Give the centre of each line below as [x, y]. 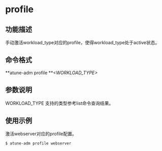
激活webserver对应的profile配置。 [41, 134]
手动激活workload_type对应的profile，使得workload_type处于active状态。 [83, 42]
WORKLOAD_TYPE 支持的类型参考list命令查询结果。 [59, 103]
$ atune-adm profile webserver [38, 143]
